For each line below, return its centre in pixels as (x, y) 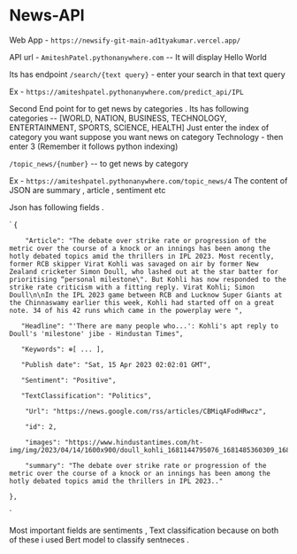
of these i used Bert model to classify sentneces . (99, 539)
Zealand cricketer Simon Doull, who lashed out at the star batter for (144, 271)
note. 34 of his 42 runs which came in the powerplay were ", (126, 310)
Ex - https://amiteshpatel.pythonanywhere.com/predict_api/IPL (127, 91)
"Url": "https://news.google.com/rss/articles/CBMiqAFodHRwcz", (146, 411)
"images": (43, 442)
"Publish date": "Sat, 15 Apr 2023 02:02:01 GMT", (116, 364)
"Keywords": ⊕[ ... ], (62, 349)
